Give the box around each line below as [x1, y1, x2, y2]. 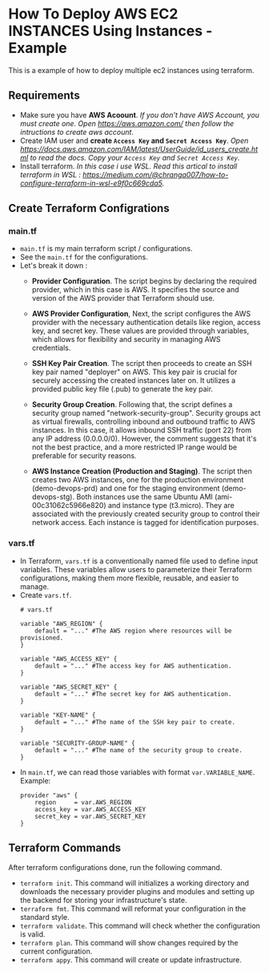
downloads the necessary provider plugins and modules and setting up [19, 886, 255, 896]
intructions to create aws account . [19, 127, 134, 136]
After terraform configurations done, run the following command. [8, 862, 223, 872]
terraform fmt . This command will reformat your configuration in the [19, 904, 247, 913]
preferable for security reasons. [31, 451, 137, 461]
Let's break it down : [19, 261, 88, 270]
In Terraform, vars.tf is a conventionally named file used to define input [19, 555, 259, 566]
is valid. [19, 929, 46, 939]
